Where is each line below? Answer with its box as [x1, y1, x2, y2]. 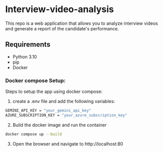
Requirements [5, 40, 50, 49]
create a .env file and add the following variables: [12, 98, 115, 105]
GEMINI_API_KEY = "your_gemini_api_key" [5, 108, 92, 113]
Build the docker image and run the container [12, 122, 107, 128]
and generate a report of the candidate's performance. [5, 25, 120, 31]
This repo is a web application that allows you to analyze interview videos [5, 20, 158, 26]
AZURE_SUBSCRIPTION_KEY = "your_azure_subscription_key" [5, 113, 128, 118]
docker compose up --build [5, 131, 62, 137]
